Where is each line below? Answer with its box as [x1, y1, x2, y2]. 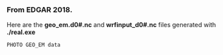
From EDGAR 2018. [6, 5, 73, 15]
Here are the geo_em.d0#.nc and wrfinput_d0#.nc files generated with [6, 21, 217, 29]
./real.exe [6, 28, 36, 36]
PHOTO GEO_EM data [6, 42, 61, 49]
